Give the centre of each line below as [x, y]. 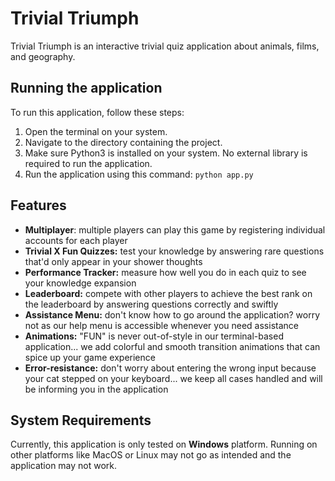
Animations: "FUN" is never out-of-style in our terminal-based [154, 336]
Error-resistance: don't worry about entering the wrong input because [170, 368]
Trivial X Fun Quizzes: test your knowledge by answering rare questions [174, 251]
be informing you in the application [96, 389]
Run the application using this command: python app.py [139, 174]
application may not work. [64, 466]
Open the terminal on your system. [96, 131]
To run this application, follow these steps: [97, 112]
